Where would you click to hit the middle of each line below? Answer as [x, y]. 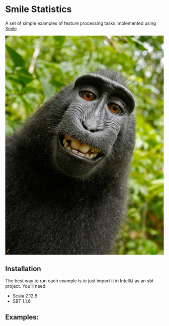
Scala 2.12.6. [25, 296]
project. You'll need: [26, 286]
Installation [23, 269]
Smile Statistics [38, 9]
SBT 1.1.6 [22, 301]
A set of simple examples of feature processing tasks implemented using [81, 23]
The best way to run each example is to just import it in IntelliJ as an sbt [79, 281]
